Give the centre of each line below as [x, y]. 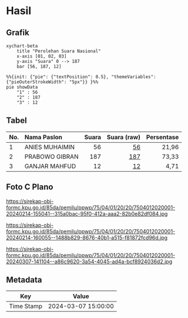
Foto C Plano [30, 187]
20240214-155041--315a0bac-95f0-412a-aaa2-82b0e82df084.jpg [87, 213]
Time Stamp [26, 306]
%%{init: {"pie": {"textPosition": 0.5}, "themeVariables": [81, 77]
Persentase [162, 137]
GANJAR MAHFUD [50, 166]
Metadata [24, 280]
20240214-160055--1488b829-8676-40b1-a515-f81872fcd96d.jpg [87, 237]
